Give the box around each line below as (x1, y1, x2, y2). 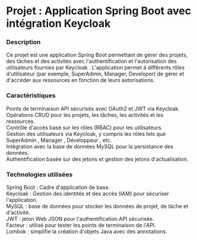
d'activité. (6, 209, 31, 216)
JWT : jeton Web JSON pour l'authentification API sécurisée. (6, 215, 154, 223)
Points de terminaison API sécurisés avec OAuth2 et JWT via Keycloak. (6, 105, 180, 112)
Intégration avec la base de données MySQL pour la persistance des (6, 142, 174, 150)
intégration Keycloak (6, 17, 111, 30)
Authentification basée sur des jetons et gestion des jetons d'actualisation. (6, 156, 189, 163)
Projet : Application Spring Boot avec (6, 4, 192, 18)
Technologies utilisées (6, 170, 73, 179)
